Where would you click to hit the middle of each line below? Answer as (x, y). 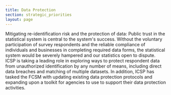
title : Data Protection (31, 10)
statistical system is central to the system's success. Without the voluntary (84, 39)
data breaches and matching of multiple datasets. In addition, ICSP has (80, 72)
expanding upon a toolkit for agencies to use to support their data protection (86, 82)
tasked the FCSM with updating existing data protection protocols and (79, 77)
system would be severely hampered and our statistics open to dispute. (80, 55)
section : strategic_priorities (39, 15)
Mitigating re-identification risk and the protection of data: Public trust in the (85, 34)
